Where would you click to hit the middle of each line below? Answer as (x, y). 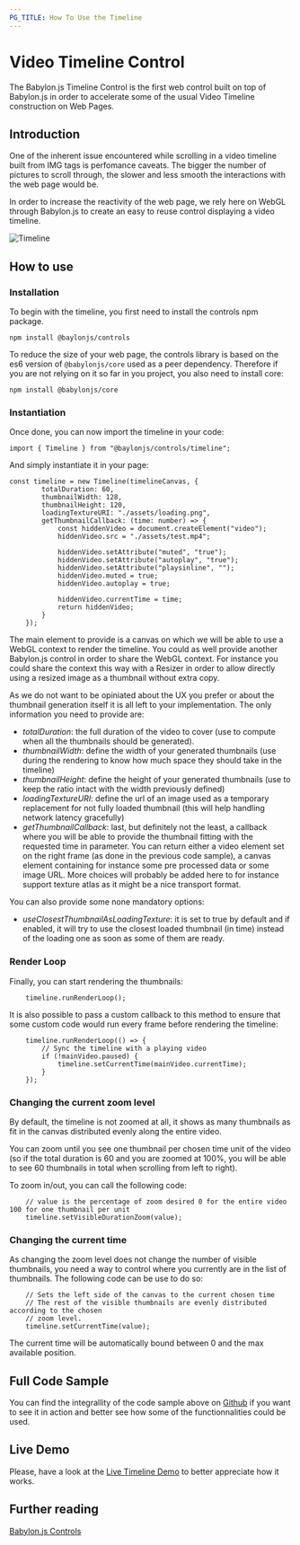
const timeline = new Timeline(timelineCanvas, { (104, 481)
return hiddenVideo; (96, 607)
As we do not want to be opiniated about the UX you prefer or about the (142, 695)
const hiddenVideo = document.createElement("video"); (162, 529)
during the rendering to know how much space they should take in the (152, 761)
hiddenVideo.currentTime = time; (119, 600)
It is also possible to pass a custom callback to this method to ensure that (145, 1014)
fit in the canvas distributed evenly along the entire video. (115, 1131)
